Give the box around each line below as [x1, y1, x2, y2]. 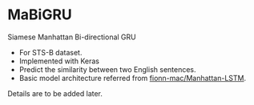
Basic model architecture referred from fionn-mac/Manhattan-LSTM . [18, 73, 246, 83]
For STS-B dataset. [18, 47, 83, 57]
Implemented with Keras [18, 56, 99, 66]
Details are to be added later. [7, 88, 103, 98]
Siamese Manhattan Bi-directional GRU [7, 32, 137, 42]
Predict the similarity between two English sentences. [18, 64, 197, 74]
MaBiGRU [7, 6, 73, 24]
